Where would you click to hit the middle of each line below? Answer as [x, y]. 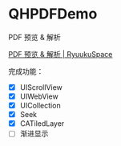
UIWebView [39, 96]
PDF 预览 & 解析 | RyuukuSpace [60, 54]
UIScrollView [41, 87]
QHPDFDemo [53, 14]
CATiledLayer [42, 124]
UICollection [40, 106]
